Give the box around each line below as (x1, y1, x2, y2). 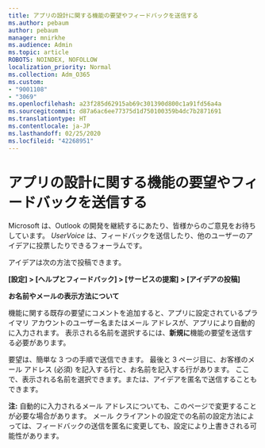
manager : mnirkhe (8, 33, 66, 42)
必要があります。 (14, 338, 71, 347)
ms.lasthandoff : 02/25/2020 (8, 129, 102, 137)
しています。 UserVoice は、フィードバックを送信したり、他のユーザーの (8, 231, 246, 240)
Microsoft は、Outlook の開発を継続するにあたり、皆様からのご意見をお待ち (8, 221, 256, 231)
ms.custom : (8, 78, 44, 86)
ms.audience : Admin (8, 41, 73, 49)
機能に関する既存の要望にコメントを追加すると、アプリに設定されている (8, 308, 244, 318)
